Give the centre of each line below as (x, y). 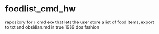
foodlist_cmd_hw (41, 9)
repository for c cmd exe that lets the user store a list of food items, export (79, 22)
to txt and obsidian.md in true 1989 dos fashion (52, 27)
